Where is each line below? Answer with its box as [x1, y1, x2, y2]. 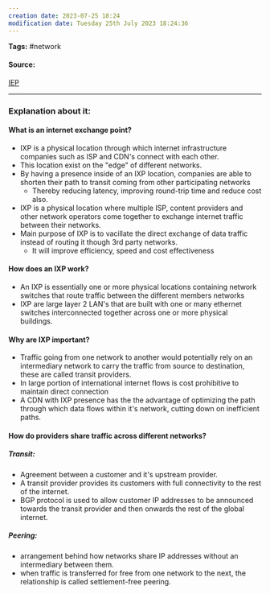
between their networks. [19, 220, 102, 229]
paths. [19, 412, 42, 423]
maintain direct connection [19, 387, 109, 397]
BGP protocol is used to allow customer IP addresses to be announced [19, 495, 254, 505]
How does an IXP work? [8, 264, 89, 274]
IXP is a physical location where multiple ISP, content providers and [19, 203, 243, 212]
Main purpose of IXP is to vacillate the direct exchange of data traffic [19, 229, 248, 238]
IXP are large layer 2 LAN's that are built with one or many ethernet [19, 299, 243, 309]
